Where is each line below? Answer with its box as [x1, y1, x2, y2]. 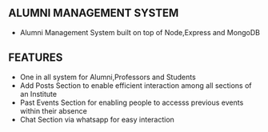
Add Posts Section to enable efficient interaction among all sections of [19, 80, 252, 90]
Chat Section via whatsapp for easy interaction [19, 114, 174, 124]
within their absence [19, 106, 88, 115]
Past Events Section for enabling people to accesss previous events [19, 98, 244, 107]
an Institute [19, 89, 58, 98]
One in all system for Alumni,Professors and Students [19, 72, 196, 82]
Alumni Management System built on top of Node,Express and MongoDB [19, 27, 260, 37]
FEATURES [8, 51, 63, 65]
